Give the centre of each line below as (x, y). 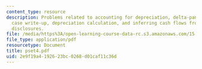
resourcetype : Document (36, 46)
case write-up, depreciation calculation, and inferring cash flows (99, 23)
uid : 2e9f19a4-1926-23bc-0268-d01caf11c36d (62, 56)
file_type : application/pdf (41, 40)
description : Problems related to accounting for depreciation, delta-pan (102, 17)
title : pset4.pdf (28, 51)
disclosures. (28, 28)
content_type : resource (36, 12)
